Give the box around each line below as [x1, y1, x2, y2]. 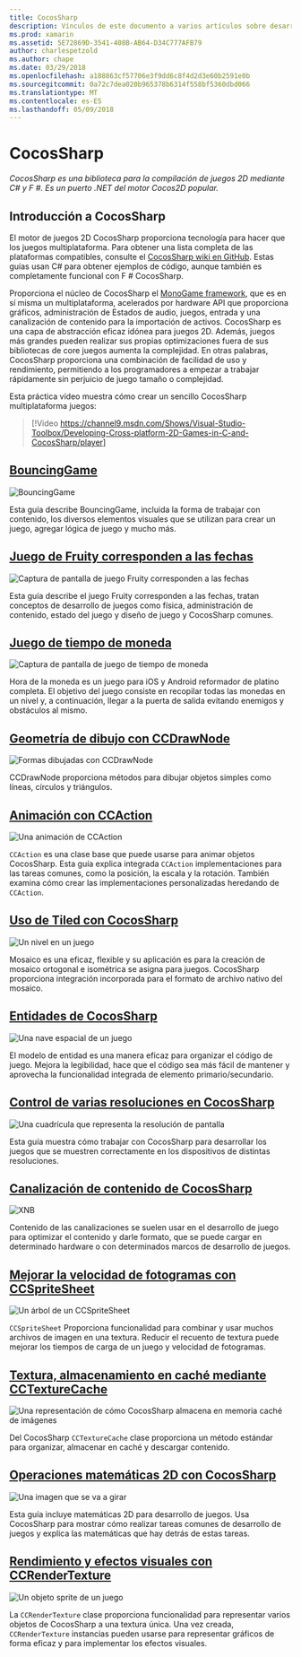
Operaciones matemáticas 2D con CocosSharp [9, 1468, 277, 1483]
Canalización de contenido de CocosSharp [9, 1181, 253, 1196]
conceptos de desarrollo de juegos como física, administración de [9, 600, 254, 611]
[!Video [30, 418, 59, 429]
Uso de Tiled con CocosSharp [9, 913, 179, 928]
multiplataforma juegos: [9, 401, 97, 411]
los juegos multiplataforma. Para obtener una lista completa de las [9, 242, 254, 252]
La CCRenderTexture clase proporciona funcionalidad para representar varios [9, 1609, 291, 1619]
